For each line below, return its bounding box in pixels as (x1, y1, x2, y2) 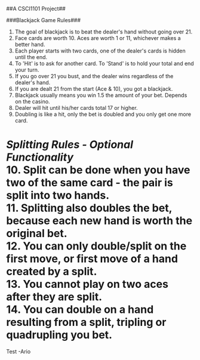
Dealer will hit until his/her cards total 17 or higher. (14, 104, 139, 111)
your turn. (14, 66, 39, 73)
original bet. (6, 227, 67, 241)
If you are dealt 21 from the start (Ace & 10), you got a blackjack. (14, 85, 173, 92)
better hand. (14, 41, 45, 48)
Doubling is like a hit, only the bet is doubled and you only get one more (14, 110, 192, 118)
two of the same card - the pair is (6, 176, 173, 190)
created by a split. (6, 265, 97, 278)
